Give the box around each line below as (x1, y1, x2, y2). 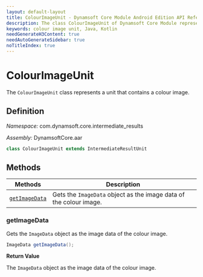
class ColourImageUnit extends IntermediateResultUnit (6, 146, 147, 152)
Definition (6, 106, 44, 117)
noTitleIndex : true (6, 43, 56, 49)
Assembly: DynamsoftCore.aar (6, 134, 83, 141)
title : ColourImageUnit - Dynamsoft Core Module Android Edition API (6, 15, 185, 21)
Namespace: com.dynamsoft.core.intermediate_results (6, 122, 144, 129)
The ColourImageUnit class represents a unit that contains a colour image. (6, 88, 190, 96)
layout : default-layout (6, 8, 66, 15)
